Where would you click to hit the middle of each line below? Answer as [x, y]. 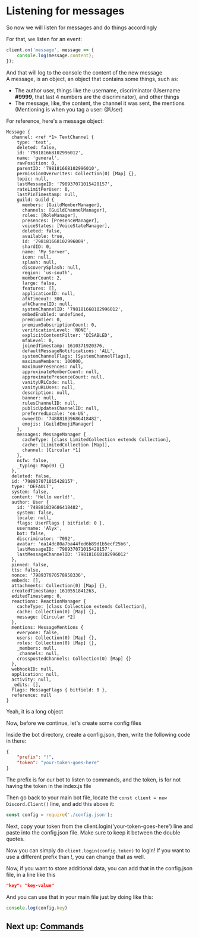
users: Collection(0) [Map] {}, [57, 638]
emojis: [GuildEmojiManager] [58, 424]
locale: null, [34, 518]
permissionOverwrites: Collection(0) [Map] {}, [77, 173]
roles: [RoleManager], [50, 215]
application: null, [36, 674]
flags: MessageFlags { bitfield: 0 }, [60, 690]
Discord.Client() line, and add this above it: [60, 804]
